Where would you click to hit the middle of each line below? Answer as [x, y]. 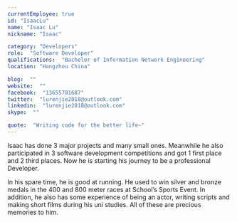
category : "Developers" [43, 47]
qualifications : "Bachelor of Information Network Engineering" [106, 60]
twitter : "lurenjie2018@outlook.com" [65, 99]
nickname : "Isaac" [35, 34]
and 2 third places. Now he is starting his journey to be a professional [109, 160]
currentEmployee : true [41, 14]
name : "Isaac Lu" [33, 27]
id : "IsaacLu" [28, 21]
